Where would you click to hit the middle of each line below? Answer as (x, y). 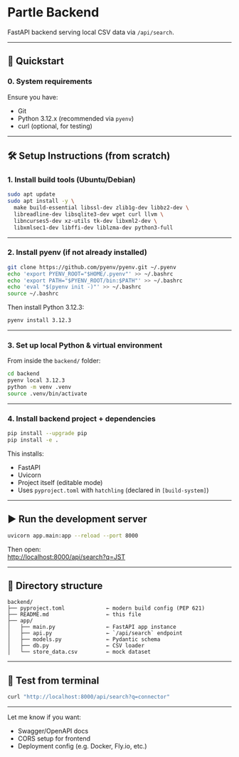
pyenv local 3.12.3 (36, 381)
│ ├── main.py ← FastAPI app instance (92, 627)
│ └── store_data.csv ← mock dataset (79, 652)
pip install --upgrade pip (47, 434)
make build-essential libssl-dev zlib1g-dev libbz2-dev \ (102, 208)
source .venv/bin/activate (47, 394)
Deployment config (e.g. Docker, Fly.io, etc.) (82, 746)
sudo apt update (31, 194)
